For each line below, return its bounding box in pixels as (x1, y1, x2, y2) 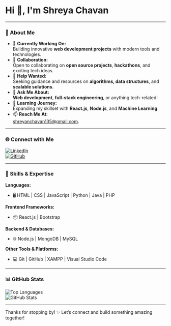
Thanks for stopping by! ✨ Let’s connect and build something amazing (5, 309, 153, 315)
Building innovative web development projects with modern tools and (12, 46, 160, 52)
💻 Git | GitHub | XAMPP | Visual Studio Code (12, 256, 107, 262)
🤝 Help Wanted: (12, 73, 47, 79)
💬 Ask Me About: (12, 89, 49, 96)
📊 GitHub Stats (5, 276, 44, 283)
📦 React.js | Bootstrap (12, 214, 61, 220)
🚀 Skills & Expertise (5, 170, 54, 177)
